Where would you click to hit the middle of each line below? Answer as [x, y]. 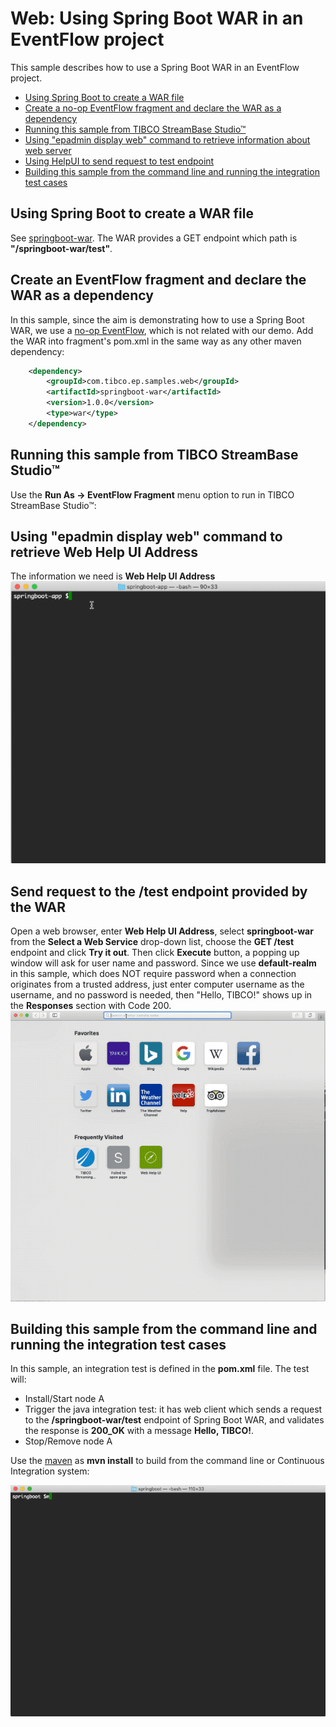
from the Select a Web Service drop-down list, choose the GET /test [152, 942]
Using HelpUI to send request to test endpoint [119, 161]
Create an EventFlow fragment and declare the [158, 280]
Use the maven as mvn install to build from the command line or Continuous [167, 1461]
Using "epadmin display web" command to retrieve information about [167, 139]
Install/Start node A [64, 1399]
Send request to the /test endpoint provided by [159, 891]
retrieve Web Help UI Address [104, 552]
